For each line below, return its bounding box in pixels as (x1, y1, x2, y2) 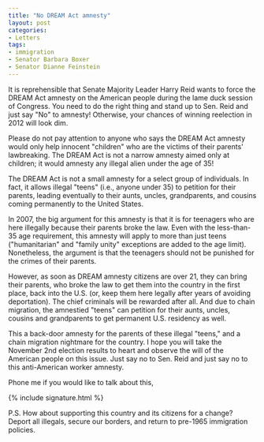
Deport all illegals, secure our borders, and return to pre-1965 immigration (8, 416, 248, 426)
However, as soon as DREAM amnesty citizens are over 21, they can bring (8, 272, 247, 281)
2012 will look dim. (8, 118, 69, 127)
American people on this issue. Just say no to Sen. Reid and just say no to (8, 354, 248, 363)
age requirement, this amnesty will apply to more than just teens (18, 230, 227, 241)
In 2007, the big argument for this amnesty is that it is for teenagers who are (8, 214, 255, 223)
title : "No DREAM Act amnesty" (8, 11, 111, 20)
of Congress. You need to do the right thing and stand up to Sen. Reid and (8, 101, 248, 110)
